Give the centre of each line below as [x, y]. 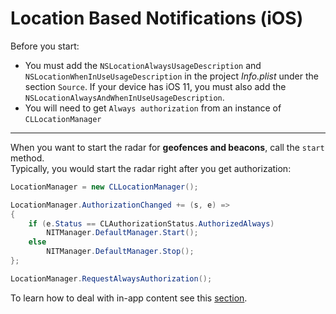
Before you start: [45, 46]
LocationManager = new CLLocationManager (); [104, 187]
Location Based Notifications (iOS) [157, 18]
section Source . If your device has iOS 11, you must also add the [155, 86]
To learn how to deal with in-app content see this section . [129, 298]
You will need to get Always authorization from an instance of [153, 108]
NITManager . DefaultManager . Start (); [122, 233]
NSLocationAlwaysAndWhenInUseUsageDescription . [124, 97]
